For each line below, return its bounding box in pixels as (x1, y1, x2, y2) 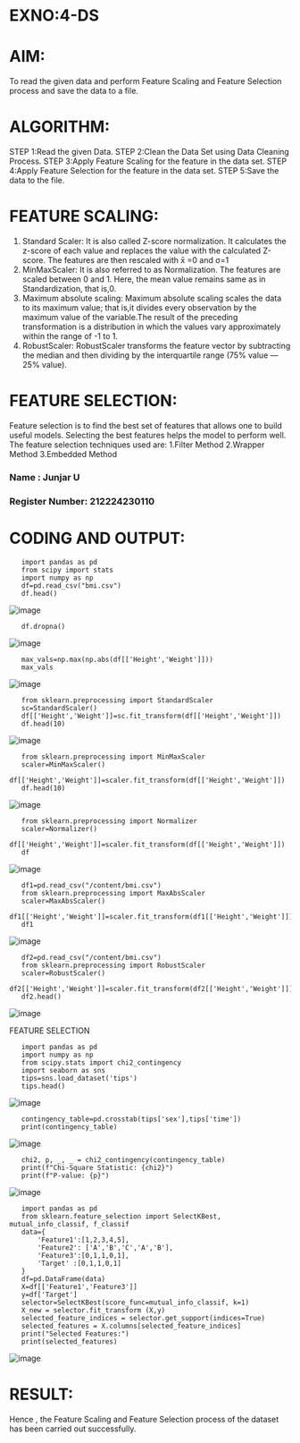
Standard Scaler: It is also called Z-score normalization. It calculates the (21, 236, 287, 246)
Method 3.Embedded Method (9, 448, 118, 459)
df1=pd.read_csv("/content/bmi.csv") (21, 880, 162, 890)
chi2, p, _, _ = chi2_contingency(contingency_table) (21, 1155, 226, 1164)
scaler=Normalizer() (21, 824, 98, 833)
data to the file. (9, 175, 65, 186)
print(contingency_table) (21, 1122, 118, 1132)
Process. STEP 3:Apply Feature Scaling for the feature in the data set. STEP (9, 156, 287, 166)
